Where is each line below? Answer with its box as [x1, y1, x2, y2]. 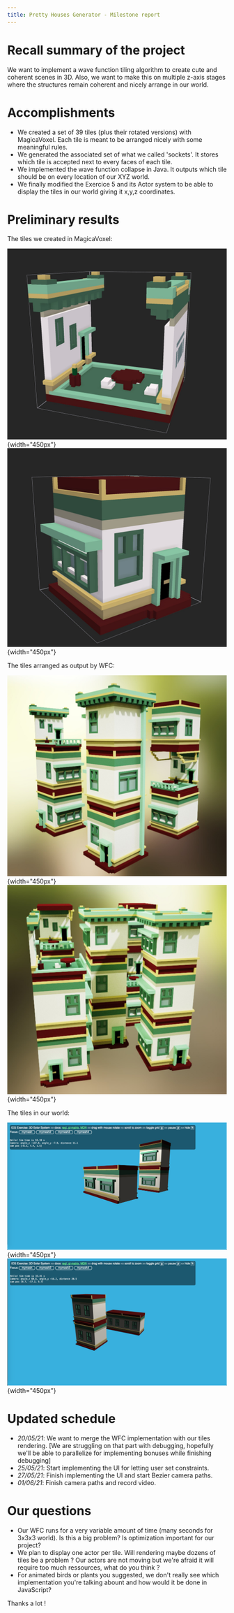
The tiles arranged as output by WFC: [7, 661, 115, 670]
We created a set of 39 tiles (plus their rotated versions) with [17, 128, 192, 136]
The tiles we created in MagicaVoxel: [7, 235, 113, 243]
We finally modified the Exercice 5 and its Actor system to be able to [17, 180, 214, 188]
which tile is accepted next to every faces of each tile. [17, 157, 173, 166]
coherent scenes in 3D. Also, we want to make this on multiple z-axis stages [7, 73, 226, 81]
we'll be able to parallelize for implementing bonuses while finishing [17, 1449, 212, 1457]
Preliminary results [7, 212, 120, 227]
